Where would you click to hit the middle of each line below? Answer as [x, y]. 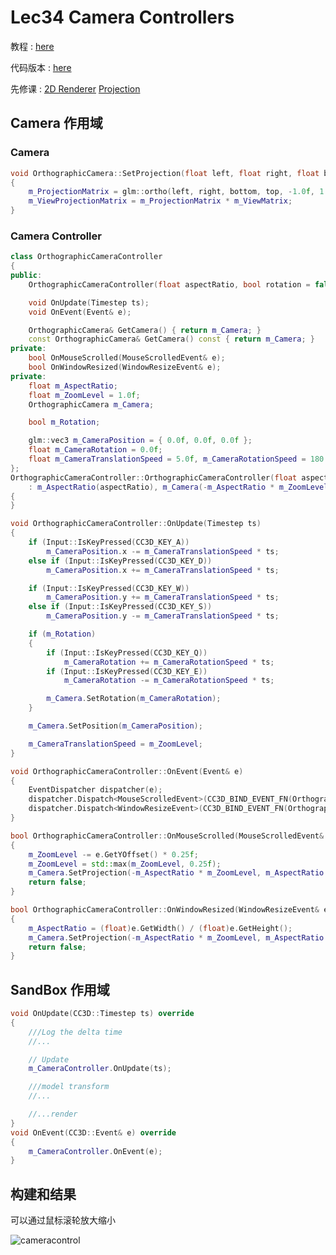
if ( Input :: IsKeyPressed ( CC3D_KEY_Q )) [127, 652]
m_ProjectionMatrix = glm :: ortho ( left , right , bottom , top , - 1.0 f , [171, 192]
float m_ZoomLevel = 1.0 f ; [84, 395]
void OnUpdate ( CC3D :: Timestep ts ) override [102, 1014]
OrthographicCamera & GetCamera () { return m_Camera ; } [145, 330]
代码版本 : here [41, 67]
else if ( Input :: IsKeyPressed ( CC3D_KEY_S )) [120, 607]
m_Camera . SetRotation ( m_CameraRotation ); [134, 699]
